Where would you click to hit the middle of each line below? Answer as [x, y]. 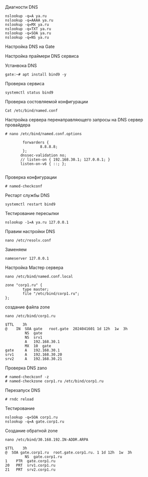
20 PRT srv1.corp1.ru [30, 465]
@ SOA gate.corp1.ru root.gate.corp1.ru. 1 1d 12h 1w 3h [69, 453]
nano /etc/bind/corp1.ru [30, 316]
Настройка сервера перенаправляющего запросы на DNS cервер [74, 120]
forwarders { [36, 143]
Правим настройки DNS [30, 231]
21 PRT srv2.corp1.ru [30, 470]
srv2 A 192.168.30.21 [34, 359]
